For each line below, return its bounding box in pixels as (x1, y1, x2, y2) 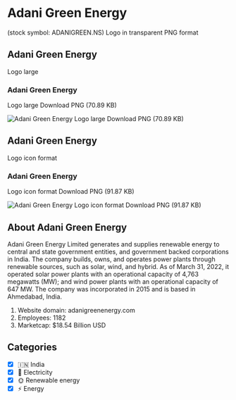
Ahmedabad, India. (7, 292, 62, 301)
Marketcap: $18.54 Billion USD (17, 320, 106, 329)
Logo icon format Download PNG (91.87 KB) (7, 187, 135, 196)
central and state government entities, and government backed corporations (7, 247, 229, 256)
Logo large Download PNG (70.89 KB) (7, 101, 118, 110)
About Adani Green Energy (7, 221, 128, 233)
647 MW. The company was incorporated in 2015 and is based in (7, 285, 196, 293)
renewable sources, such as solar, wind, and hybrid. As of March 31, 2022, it (7, 262, 230, 270)
